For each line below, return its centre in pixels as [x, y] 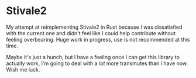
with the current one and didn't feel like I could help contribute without [91, 33]
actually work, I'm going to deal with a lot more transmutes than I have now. [97, 63]
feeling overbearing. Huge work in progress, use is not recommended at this [98, 39]
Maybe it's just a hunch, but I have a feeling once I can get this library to [93, 57]
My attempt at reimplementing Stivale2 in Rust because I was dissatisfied [94, 27]
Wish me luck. [23, 69]
